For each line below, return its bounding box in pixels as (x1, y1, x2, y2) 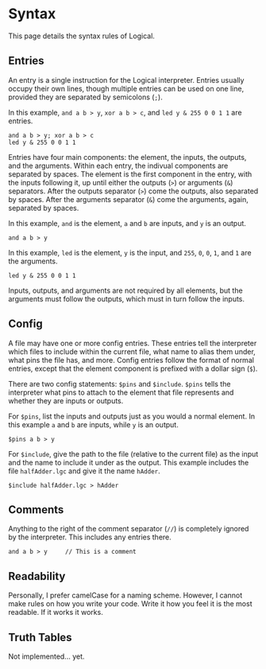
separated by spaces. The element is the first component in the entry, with (8, 169, 253, 179)
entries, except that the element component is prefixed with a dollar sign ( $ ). (8, 364, 258, 373)
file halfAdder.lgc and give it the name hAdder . (8, 466, 160, 476)
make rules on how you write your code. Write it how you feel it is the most (8, 599, 253, 609)
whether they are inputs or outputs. (8, 395, 124, 406)
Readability (8, 570, 66, 583)
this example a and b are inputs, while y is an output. (8, 419, 179, 430)
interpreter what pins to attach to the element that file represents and (8, 387, 234, 397)
